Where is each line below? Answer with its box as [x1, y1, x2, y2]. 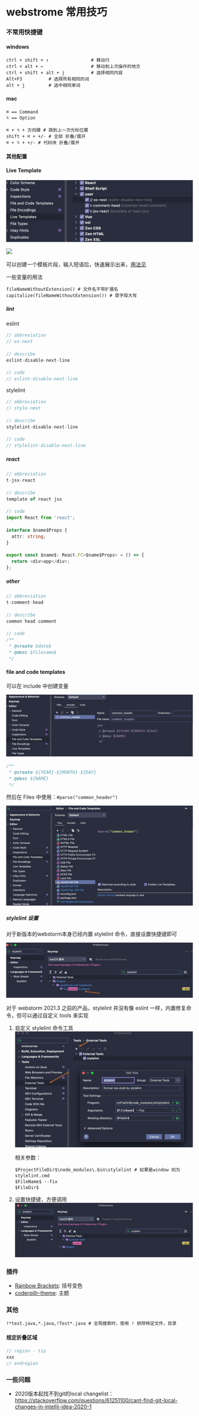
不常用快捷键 [6, 28, 43, 36]
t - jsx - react [6, 477, 36, 483]
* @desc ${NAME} [8, 775, 49, 782]
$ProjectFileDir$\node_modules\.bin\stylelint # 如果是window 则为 [14, 1167, 181, 1173]
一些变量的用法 [6, 274, 43, 281]
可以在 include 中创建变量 [6, 682, 69, 689]
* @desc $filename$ [8, 649, 57, 655]
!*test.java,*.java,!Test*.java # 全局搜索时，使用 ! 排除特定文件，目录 [6, 1321, 176, 1327]
